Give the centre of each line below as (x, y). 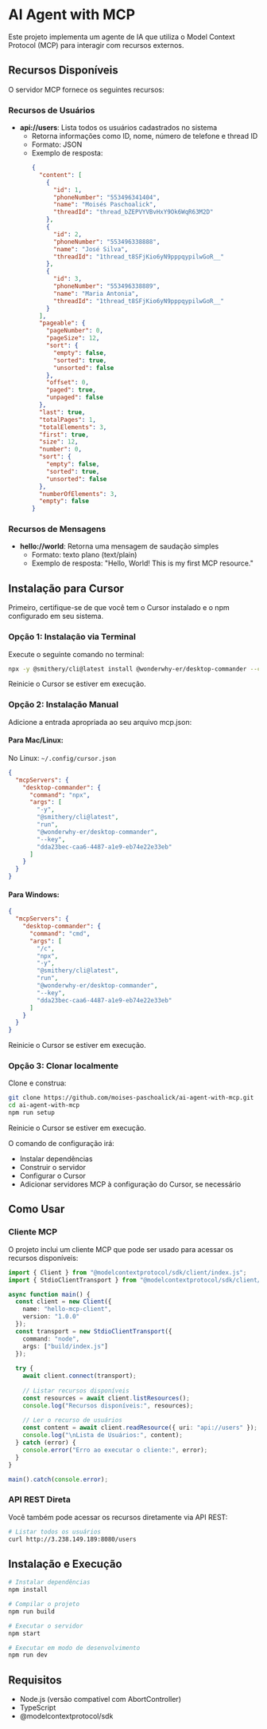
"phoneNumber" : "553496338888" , (106, 242)
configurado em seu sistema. (56, 616)
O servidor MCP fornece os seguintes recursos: (86, 89)
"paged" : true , (72, 390)
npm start (25, 1633)
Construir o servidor (52, 1168)
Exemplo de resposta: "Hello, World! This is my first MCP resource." (143, 563)
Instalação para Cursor (66, 588)
